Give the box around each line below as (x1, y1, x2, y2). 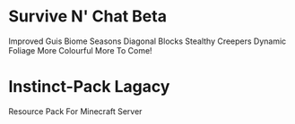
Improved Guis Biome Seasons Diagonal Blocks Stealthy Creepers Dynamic (8, 36, 287, 46)
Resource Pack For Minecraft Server (8, 105, 143, 117)
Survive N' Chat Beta (8, 6, 168, 27)
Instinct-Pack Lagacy (8, 77, 170, 97)
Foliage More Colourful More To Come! (8, 45, 153, 55)
